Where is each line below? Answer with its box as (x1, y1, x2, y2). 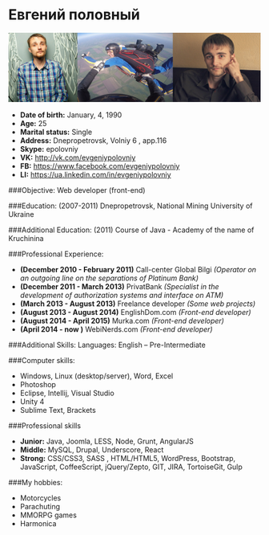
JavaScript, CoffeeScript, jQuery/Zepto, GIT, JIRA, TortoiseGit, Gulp (19, 462, 243, 472)
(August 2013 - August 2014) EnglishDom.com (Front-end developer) (19, 308, 251, 317)
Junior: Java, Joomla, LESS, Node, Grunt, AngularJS (19, 436, 194, 447)
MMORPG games (19, 510, 78, 520)
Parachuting (19, 502, 61, 512)
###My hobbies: (8, 478, 62, 488)
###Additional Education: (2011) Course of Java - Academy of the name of (8, 225, 255, 235)
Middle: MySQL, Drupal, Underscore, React (19, 445, 164, 455)
